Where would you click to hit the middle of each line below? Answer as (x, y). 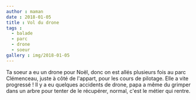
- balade (22, 34)
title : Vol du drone (33, 22)
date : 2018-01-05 (29, 17)
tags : (14, 28)
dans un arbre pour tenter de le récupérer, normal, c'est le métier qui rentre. (98, 91)
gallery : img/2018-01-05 (38, 55)
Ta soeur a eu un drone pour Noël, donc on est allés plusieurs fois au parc (96, 72)
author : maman (25, 11)
